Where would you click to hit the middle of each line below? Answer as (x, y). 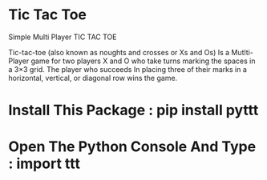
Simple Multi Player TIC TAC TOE (63, 37)
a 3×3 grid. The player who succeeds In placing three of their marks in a (127, 69)
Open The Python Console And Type (132, 147)
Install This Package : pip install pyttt (133, 110)
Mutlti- (243, 52)
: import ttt (44, 164)
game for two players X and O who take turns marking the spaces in (143, 61)
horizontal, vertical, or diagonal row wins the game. (93, 78)
